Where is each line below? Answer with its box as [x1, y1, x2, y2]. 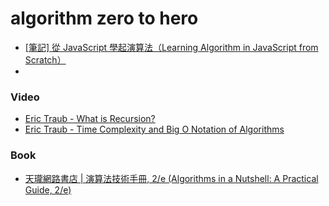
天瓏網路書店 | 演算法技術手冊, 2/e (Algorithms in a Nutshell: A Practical [24, 172, 319, 184]
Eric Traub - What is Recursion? [24, 113, 156, 125]
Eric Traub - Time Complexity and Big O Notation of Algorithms [24, 123, 285, 136]
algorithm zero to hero [10, 7, 199, 30]
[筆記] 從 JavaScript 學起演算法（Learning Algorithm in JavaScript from [24, 41, 319, 53]
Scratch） [24, 53, 67, 66]
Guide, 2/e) [24, 183, 72, 196]
